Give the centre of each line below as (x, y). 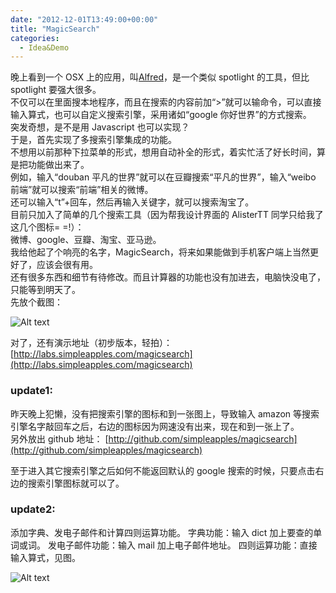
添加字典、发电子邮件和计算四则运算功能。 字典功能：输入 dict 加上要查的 (162, 532)
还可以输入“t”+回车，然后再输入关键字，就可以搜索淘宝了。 (132, 202)
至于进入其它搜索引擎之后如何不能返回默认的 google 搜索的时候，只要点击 (163, 470)
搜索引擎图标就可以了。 (76, 483)
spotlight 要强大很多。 (56, 90)
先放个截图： (36, 302)
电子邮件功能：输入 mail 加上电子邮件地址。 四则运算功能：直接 (187, 545)
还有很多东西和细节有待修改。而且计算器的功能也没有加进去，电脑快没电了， (168, 277)
